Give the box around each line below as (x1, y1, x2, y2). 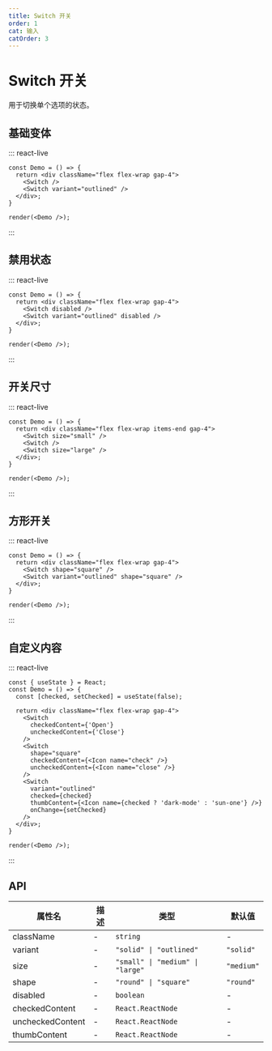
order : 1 (8, 19, 38, 28)
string (115, 932, 141, 942)
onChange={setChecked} (29, 806, 107, 815)
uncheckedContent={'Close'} (29, 728, 125, 737)
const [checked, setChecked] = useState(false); (15, 693, 183, 701)
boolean (115, 991, 145, 1000)
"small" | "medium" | (115, 957, 199, 967)
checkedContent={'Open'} (29, 721, 114, 730)
